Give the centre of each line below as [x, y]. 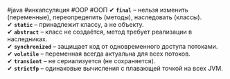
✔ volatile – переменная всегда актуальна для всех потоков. [99, 54]
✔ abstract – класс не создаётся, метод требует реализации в [100, 32]
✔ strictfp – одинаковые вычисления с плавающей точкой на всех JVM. [115, 68]
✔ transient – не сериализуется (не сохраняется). [81, 61]
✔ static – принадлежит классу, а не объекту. [76, 24]
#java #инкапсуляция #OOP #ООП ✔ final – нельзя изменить [98, 10]
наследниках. [27, 39]
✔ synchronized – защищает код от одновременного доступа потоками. [113, 46]
